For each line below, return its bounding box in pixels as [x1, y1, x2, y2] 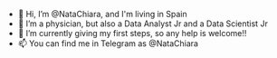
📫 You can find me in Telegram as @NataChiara [17, 38, 199, 49]
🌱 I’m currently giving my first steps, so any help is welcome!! [17, 28, 247, 38]
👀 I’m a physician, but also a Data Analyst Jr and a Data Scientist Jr [17, 18, 269, 29]
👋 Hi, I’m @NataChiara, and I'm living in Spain [17, 9, 187, 19]
